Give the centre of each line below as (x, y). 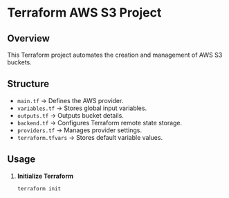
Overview (29, 38)
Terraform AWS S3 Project (84, 13)
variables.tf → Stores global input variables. (82, 108)
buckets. (20, 62)
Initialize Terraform (45, 176)
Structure (28, 84)
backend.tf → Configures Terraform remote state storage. (100, 123)
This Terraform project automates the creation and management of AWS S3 (115, 55)
